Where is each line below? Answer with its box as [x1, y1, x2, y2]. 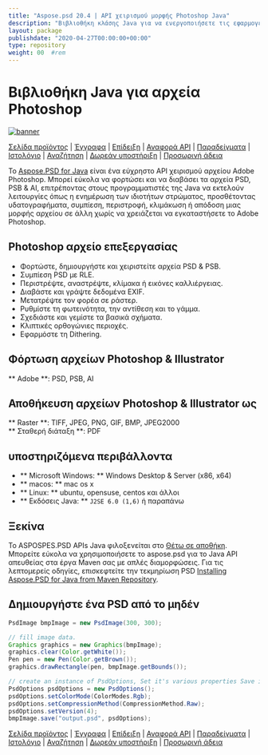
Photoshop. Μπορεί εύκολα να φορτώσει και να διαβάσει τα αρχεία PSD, [8, 174, 251, 184]
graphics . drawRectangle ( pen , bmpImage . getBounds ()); [8, 663, 187, 671]
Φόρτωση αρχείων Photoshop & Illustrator [8, 352, 225, 366]
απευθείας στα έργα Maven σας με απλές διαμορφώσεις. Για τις [8, 558, 224, 567]
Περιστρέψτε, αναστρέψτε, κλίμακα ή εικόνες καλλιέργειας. [19, 278, 223, 288]
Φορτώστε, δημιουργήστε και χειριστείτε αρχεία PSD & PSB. [19, 261, 221, 271]
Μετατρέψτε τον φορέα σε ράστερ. [19, 295, 138, 304]
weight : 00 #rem [8, 49, 66, 57]
